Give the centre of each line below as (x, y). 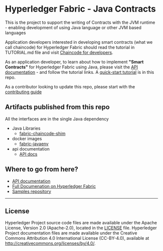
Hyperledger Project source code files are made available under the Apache (81, 223)
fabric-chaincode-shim (42, 133)
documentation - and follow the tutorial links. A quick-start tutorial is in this (80, 72)
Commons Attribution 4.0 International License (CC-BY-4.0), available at (77, 238)
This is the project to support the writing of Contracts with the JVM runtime (80, 22)
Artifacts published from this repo (57, 107)
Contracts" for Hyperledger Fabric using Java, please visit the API (72, 67)
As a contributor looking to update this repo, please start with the (70, 86)
